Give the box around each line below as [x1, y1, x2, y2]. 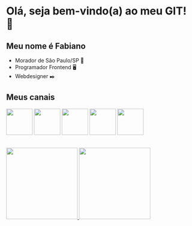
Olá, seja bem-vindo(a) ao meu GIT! [6, 4, 187, 18]
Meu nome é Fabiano [6, 41, 86, 51]
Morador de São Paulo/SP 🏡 [14, 57, 84, 64]
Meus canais [6, 92, 55, 103]
